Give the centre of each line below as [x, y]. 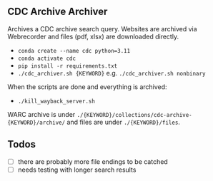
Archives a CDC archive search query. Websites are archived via [103, 29]
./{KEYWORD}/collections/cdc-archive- [135, 115]
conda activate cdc [47, 58]
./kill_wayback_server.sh [56, 101]
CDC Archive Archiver [58, 12]
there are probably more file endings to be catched [93, 161]
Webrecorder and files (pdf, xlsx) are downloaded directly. [93, 36]
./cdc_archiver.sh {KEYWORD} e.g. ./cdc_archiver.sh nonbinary [112, 73]
